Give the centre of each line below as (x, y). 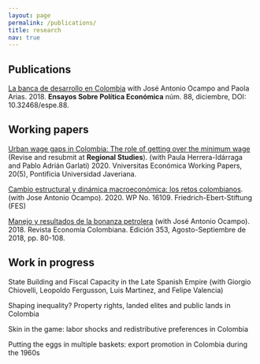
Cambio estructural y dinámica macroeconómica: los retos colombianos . (126, 189)
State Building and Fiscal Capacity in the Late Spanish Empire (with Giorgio (130, 281)
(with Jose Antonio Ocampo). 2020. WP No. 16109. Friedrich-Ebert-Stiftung (130, 197)
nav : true (24, 37)
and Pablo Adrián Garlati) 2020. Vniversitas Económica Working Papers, (125, 165)
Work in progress (51, 263)
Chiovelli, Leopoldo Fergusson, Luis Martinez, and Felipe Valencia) (116, 290)
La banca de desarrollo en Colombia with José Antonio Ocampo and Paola (129, 88)
